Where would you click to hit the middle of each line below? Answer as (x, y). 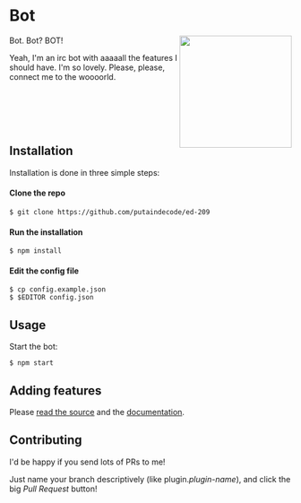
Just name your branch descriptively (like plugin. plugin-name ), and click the (150, 479)
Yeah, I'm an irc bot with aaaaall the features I (93, 57)
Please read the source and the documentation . (97, 412)
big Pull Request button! (53, 489)
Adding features (56, 390)
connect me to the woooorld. (63, 76)
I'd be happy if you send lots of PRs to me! (87, 462)
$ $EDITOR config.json (52, 298)
